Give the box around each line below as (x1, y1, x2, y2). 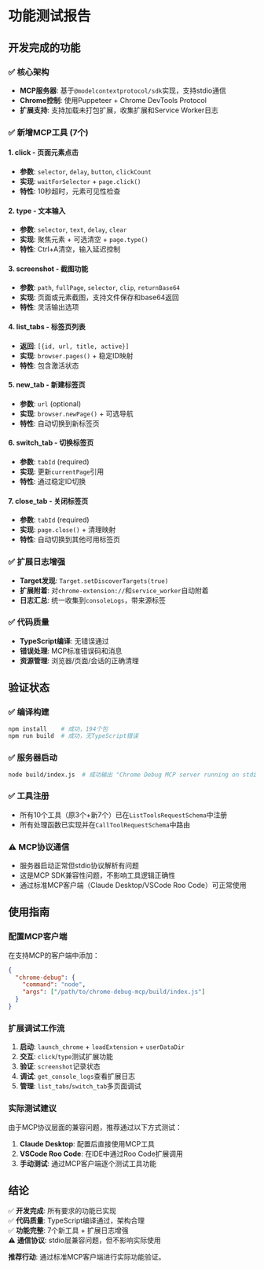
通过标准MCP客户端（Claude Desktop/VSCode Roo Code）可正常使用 (19, 881, 247, 890)
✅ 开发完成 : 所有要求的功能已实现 (8, 1206, 116, 1216)
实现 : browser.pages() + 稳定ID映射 (19, 350, 134, 360)
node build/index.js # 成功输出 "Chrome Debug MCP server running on (8, 771, 240, 779)
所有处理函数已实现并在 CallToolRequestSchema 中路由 (19, 820, 191, 829)
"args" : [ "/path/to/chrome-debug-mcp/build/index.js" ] (22, 988, 206, 996)
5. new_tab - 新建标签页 (8, 380, 86, 390)
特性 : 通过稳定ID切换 (19, 477, 86, 486)
